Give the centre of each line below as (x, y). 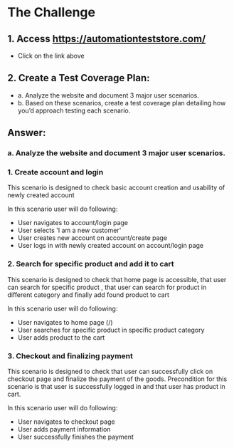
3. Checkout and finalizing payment (70, 355)
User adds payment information (64, 429)
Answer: (27, 133)
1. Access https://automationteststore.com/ (107, 39)
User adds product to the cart (61, 337)
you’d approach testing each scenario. (74, 110)
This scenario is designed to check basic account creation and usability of (116, 188)
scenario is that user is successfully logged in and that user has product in (116, 387)
